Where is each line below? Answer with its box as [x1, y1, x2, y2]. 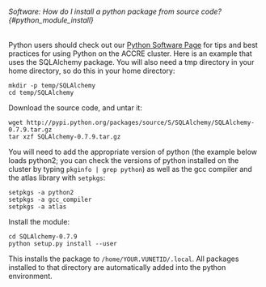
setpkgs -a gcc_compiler [8, 195, 92, 204]
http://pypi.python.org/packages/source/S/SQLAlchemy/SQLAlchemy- [26, 118, 255, 127]
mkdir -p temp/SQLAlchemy [8, 82, 95, 90]
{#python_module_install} [8, 15, 95, 24]
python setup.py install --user [8, 240, 117, 248]
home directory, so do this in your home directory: [8, 66, 175, 76]
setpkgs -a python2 [8, 189, 74, 197]
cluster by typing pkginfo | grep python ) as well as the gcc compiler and [8, 165, 252, 174]
